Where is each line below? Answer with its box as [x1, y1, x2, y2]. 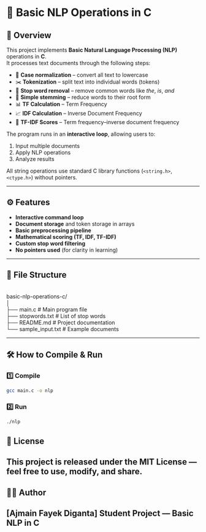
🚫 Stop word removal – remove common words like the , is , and [15, 87, 175, 94]
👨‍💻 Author [6, 487, 47, 498]
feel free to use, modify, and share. [6, 466, 143, 477]
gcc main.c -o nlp [6, 388, 53, 394]
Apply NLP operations [15, 149, 71, 156]
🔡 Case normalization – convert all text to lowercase [15, 71, 148, 79]
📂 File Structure [6, 270, 67, 280]
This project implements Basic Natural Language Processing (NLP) [6, 46, 178, 53]
